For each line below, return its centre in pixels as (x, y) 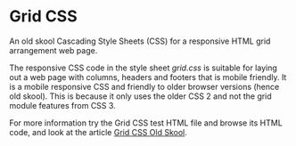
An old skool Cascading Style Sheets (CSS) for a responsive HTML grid (140, 41)
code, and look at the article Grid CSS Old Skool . (98, 132)
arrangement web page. (53, 50)
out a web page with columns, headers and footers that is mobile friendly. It (148, 77)
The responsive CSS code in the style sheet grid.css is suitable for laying (144, 68)
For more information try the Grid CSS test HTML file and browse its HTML (146, 123)
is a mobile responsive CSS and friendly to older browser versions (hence (144, 86)
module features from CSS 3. (62, 105)
